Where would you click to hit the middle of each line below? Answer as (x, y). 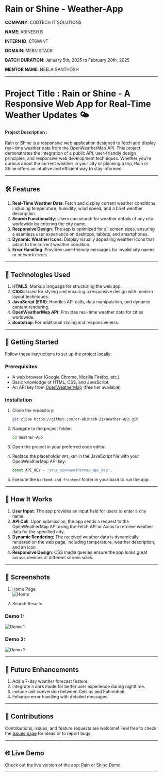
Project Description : (26, 132)
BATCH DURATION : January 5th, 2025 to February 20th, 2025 (67, 60)
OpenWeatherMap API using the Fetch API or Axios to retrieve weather (83, 526)
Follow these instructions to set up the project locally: (58, 354)
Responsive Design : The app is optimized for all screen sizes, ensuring (83, 229)
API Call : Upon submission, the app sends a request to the (71, 521)
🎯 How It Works (29, 499)
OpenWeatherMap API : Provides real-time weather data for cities (78, 312)
